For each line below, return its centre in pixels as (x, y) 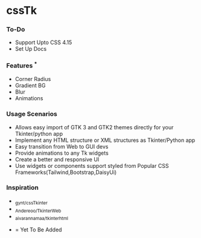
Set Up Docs (31, 49)
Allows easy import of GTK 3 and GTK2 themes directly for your (94, 127)
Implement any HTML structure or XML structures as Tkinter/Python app (105, 140)
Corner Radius (33, 79)
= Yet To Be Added (38, 230)
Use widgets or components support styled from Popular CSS (92, 166)
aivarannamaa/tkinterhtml (41, 219)
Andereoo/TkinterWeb (38, 211)
